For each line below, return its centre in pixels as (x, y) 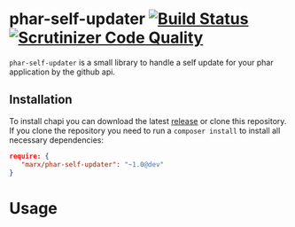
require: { (29, 156)
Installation (41, 100)
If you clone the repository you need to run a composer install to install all (145, 130)
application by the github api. (62, 72)
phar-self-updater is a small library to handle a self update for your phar (141, 62)
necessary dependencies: (57, 140)
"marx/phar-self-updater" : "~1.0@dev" (93, 164)
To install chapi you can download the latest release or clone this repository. (148, 121)
